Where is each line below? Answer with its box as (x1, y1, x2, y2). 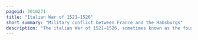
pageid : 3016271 (6, 8, 46, 15)
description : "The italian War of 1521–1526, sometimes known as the (6, 25, 181, 31)
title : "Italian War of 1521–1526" (6, 14, 94, 20)
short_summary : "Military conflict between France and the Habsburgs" (6, 19, 183, 25)
